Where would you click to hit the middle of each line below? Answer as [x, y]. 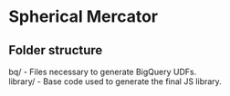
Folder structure [56, 50]
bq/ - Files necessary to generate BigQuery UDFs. [103, 72]
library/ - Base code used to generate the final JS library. [115, 82]
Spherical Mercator [84, 17]
